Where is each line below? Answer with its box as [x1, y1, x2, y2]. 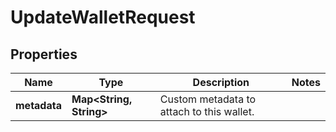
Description [192, 76, 250, 89]
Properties [10, 46, 78, 63]
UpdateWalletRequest [10, 6, 196, 29]
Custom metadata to [159, 92, 257, 106]
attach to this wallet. [159, 105, 255, 118]
